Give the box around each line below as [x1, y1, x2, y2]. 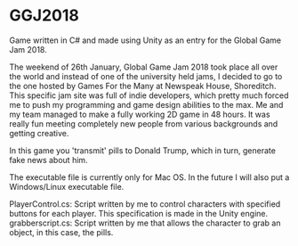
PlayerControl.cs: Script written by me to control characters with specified [9, 198, 281, 209]
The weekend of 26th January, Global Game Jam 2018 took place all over [9, 61, 278, 72]
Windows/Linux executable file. [9, 181, 125, 192]
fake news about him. [9, 154, 88, 165]
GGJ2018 [9, 5, 80, 26]
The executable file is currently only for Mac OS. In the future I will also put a [9, 171, 290, 183]
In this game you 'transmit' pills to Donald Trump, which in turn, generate [9, 144, 276, 156]
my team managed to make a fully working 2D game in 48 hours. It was [9, 109, 270, 119]
